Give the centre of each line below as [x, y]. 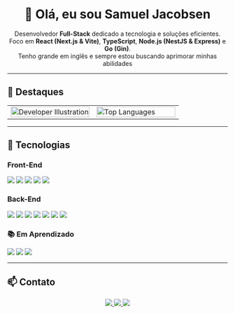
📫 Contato [31, 282]
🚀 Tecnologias [39, 145]
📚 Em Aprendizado [41, 234]
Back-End [24, 199]
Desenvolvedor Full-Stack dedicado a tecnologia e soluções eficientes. [117, 34]
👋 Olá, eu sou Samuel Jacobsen [117, 14]
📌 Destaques [36, 92]
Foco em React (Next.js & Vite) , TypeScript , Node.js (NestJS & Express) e [117, 41]
